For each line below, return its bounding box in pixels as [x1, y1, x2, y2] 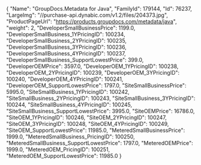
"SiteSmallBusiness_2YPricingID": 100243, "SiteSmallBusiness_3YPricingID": [6, 95, 196, 102]
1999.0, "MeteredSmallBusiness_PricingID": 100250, [6, 133, 135, 140]
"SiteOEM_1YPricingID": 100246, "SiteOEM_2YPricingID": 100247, [6, 114, 167, 121]
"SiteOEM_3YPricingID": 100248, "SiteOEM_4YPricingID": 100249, [6, 120, 169, 127]
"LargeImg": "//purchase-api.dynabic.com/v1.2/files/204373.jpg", [6, 11, 168, 19]
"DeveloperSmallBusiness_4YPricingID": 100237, [6, 50, 126, 57]
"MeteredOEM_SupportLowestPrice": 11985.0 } [6, 152, 122, 159]
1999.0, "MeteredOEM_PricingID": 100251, [6, 146, 110, 153]
